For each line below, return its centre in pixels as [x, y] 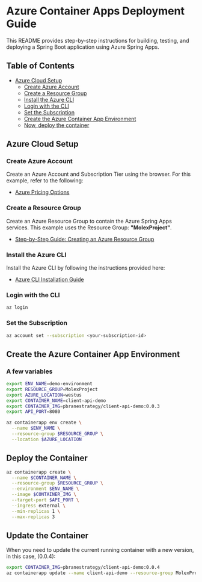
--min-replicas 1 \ [36, 511]
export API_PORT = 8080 [33, 412]
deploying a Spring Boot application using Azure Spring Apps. [83, 47]
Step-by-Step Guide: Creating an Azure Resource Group [84, 239]
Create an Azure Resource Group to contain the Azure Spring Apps [89, 221]
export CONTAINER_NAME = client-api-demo [56, 401]
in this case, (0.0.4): [31, 556]
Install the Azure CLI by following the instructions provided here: [86, 268]
